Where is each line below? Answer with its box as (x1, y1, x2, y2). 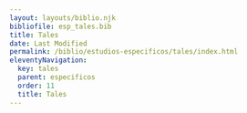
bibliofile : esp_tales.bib (9, 22, 112, 31)
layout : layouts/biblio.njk (9, 13, 117, 23)
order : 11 (17, 81, 55, 90)
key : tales (17, 65, 59, 74)
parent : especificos (17, 73, 96, 82)
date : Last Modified (9, 38, 88, 48)
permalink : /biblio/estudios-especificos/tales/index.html (9, 47, 239, 56)
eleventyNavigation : (9, 56, 88, 65)
